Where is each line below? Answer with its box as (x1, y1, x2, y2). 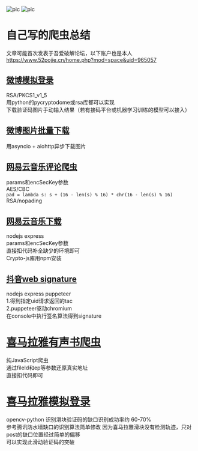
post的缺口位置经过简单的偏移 (6, 431, 80, 438)
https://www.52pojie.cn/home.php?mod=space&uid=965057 (6, 56, 157, 63)
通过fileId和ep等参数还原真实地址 (6, 364, 88, 371)
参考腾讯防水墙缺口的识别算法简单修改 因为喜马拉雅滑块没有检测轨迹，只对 (6, 423, 192, 431)
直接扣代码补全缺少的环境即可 (6, 247, 80, 255)
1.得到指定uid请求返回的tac (6, 297, 73, 304)
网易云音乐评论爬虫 (6, 162, 77, 172)
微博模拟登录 (6, 75, 54, 85)
